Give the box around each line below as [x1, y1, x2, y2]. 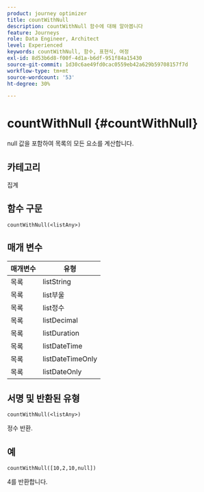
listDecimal [42, 315, 79, 325]
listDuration [42, 328, 80, 338]
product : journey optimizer [7, 10, 88, 17]
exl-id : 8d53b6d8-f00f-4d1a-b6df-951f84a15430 [7, 55, 142, 62]
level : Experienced [7, 42, 63, 49]
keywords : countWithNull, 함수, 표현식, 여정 [7, 49, 129, 56]
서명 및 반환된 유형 [7, 393, 80, 405]
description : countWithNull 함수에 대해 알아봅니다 [7, 23, 144, 30]
